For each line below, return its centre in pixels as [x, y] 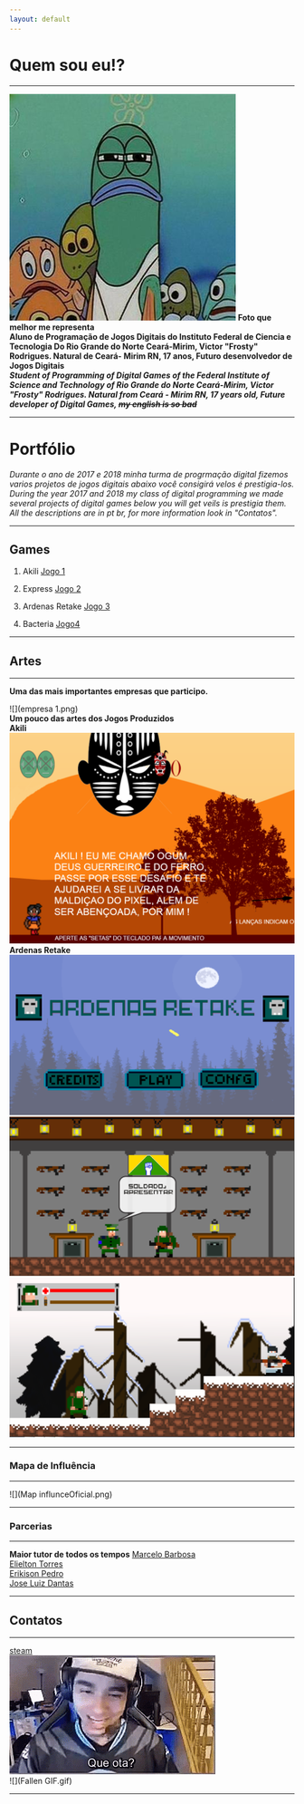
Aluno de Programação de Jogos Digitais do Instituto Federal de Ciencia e [150, 336]
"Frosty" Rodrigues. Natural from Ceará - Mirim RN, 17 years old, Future [147, 394]
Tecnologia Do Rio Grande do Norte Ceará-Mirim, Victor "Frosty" [134, 346]
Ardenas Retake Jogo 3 [66, 606]
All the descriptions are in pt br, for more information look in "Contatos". [143, 513]
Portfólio [43, 449]
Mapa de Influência [52, 1466]
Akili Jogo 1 [44, 572]
